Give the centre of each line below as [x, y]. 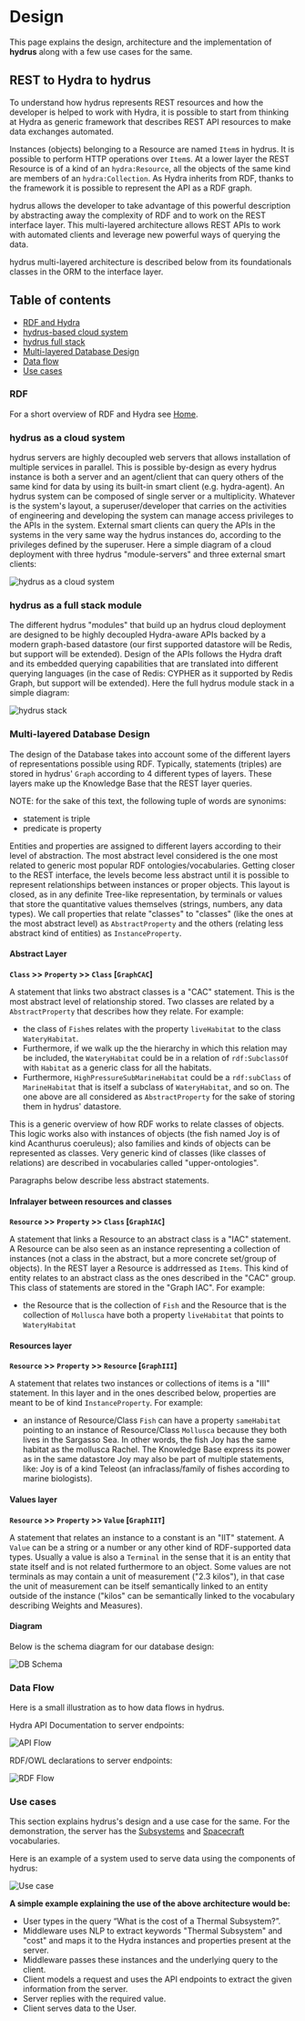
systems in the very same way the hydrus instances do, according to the [146, 535]
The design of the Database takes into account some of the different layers [150, 754]
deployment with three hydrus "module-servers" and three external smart [147, 554]
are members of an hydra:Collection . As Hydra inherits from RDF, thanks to [152, 178]
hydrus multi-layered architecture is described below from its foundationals [151, 262]
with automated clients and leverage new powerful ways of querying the [145, 234]
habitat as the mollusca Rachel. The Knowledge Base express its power [157, 1449]
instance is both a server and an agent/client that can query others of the [147, 477]
